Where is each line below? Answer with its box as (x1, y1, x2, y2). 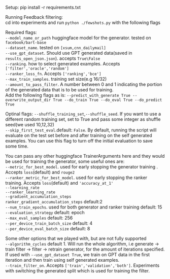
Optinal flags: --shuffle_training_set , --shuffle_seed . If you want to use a (5, 111, 161, 117)
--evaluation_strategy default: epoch (5, 210, 85, 215)
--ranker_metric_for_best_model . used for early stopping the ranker (5, 175, 148, 181)
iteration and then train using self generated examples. (5, 257, 120, 263)
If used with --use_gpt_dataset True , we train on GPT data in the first (5, 252, 150, 258)
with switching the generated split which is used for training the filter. (5, 268, 150, 273)
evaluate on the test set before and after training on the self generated (5, 132, 152, 138)
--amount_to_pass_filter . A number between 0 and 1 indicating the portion (5, 81, 162, 87)
